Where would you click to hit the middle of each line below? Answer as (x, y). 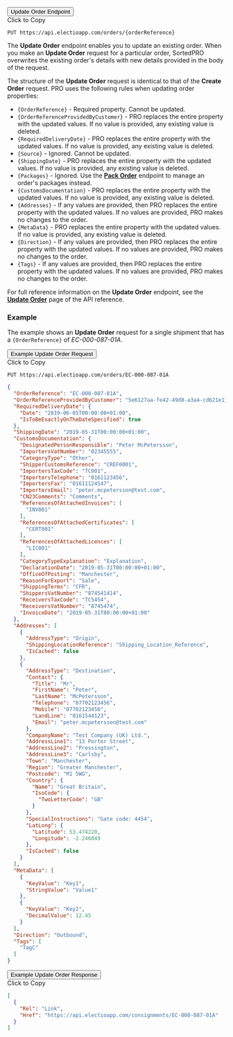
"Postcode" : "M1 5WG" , (58, 774)
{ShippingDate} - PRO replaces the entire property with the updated (114, 161)
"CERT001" (40, 529)
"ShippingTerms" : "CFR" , (55, 587)
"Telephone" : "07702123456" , (74, 703)
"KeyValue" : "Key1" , (55, 883)
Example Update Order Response (54, 975)
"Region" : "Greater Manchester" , (74, 767)
